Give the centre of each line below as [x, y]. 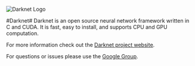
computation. [22, 33]
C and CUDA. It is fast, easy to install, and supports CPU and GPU [87, 27]
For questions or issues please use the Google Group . [72, 56]
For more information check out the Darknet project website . [81, 45]
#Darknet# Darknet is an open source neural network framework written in [98, 21]
